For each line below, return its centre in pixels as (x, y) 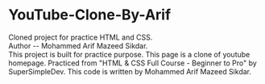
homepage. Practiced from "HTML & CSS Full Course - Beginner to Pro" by (133, 63)
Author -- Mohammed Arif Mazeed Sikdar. (78, 45)
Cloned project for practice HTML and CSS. (81, 37)
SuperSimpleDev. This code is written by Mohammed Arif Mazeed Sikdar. (130, 71)
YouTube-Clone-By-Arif (90, 15)
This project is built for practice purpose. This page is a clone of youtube (129, 54)
